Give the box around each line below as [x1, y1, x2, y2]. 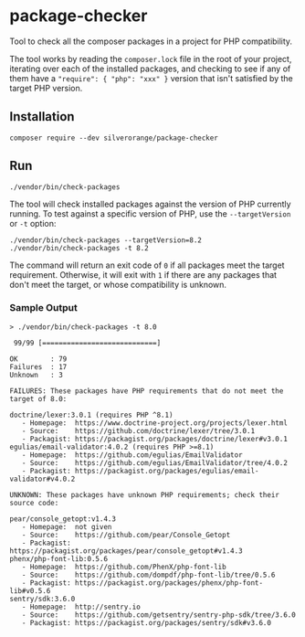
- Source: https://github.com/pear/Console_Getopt [21, 530, 231, 539]
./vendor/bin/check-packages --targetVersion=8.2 [9, 235, 203, 245]
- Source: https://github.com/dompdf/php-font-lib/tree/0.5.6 [21, 570, 276, 579]
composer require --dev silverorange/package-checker [9, 133, 219, 143]
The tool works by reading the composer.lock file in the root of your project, [9, 53, 292, 64]
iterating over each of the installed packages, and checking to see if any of [9, 63, 291, 74]
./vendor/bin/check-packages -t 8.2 [9, 243, 149, 252]
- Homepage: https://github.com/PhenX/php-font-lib [21, 562, 226, 571]
